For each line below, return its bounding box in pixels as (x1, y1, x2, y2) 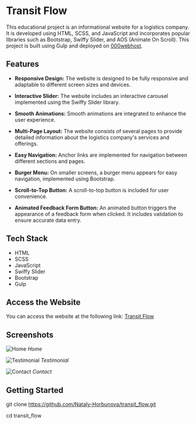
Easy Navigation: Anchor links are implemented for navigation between (14, 151, 187, 158)
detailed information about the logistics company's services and (14, 134, 170, 141)
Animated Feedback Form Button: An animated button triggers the (14, 204, 177, 211)
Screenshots (6, 330, 54, 340)
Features (6, 59, 39, 69)
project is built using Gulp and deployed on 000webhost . (6, 42, 143, 49)
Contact (32, 368, 52, 375)
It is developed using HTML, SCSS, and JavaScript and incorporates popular (6, 29, 190, 36)
